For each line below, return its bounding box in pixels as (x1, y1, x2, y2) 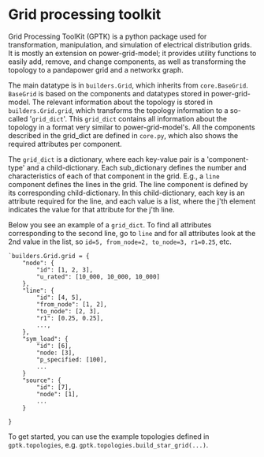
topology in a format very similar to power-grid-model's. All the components (8, 122, 255, 132)
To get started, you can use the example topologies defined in (8, 432, 210, 441)
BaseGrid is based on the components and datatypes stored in (8, 88, 210, 98)
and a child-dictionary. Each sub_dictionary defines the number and (26, 163, 247, 172)
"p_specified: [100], (36, 355, 108, 364)
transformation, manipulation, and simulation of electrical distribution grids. (8, 39, 252, 49)
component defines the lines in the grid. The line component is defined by (8, 179, 248, 189)
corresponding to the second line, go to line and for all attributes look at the (8, 228, 256, 238)
